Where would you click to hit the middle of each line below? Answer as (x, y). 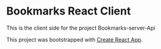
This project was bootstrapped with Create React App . (75, 39)
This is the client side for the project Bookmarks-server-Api (81, 28)
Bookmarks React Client (69, 11)
